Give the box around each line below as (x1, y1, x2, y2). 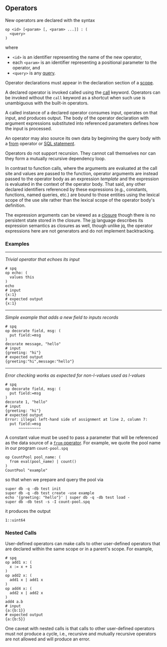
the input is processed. (5, 125, 52, 131)
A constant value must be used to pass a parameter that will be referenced (5, 434, 158, 441)
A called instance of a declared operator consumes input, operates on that (5, 109, 158, 115)
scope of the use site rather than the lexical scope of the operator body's (5, 197, 155, 203)
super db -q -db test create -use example (5, 491, 94, 496)
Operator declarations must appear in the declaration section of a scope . (5, 79, 154, 85)
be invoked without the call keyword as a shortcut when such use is (5, 94, 146, 100)
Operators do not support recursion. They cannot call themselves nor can (5, 150, 156, 156)
